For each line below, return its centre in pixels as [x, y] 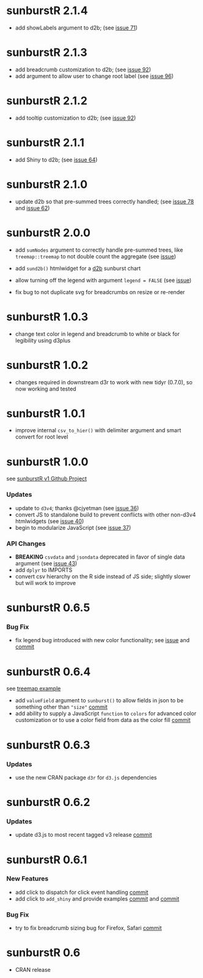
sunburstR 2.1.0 [47, 184]
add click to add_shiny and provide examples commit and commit [97, 898]
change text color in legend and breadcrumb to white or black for [97, 334]
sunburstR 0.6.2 [48, 802]
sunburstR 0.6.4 [49, 671]
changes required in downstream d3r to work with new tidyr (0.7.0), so [104, 382]
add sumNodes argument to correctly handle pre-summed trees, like [99, 250]
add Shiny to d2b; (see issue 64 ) [56, 160]
